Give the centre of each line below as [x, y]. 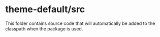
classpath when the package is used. [44, 28]
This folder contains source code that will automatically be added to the [80, 23]
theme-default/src [45, 9]
